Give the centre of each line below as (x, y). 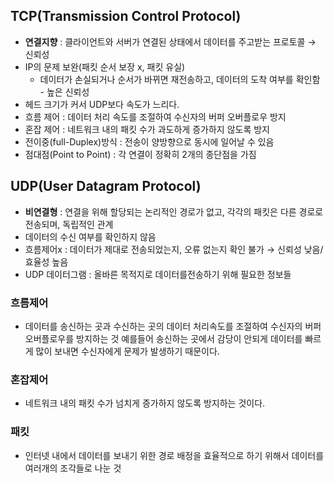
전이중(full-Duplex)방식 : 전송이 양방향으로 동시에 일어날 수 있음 (149, 141)
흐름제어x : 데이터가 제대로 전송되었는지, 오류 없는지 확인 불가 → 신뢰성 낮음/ (174, 249)
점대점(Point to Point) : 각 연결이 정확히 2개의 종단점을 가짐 (140, 154)
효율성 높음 (46, 261)
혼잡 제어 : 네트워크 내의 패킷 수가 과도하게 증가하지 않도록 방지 (147, 129)
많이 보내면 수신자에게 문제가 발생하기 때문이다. (127, 351)
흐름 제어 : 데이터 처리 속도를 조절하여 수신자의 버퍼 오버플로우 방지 (155, 116)
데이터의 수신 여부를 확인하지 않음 (90, 236)
